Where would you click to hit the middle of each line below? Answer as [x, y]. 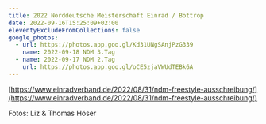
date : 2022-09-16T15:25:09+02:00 [64, 23]
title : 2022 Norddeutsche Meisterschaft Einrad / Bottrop [106, 15]
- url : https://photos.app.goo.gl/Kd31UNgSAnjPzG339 [104, 45]
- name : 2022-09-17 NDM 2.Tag [65, 60]
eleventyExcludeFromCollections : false [74, 30]
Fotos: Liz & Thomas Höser [52, 113]
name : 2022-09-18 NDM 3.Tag [69, 52]
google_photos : [33, 38]
